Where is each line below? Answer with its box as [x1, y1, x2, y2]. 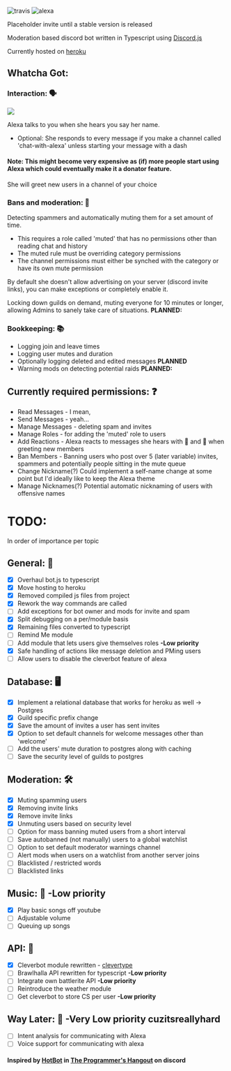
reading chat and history [17, 242, 88, 251]
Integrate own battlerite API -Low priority [17, 977, 136, 985]
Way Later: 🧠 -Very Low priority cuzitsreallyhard [7, 1013, 221, 1025]
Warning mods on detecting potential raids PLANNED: [17, 364, 173, 373]
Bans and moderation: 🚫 [7, 198, 90, 207]
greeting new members [17, 445, 85, 453]
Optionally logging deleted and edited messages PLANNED [17, 357, 188, 366]
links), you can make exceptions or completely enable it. [7, 285, 168, 293]
